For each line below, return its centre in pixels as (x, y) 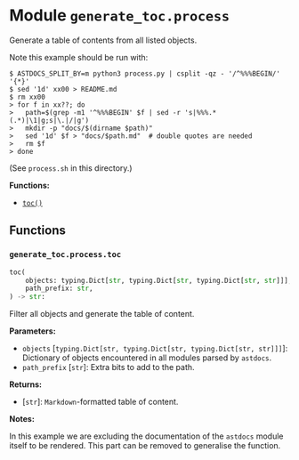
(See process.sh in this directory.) (71, 168)
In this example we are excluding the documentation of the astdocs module (146, 436)
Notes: (22, 419)
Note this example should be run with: (79, 57)
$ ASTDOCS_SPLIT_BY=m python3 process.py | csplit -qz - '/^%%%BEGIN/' (145, 73)
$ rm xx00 (28, 97)
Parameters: (32, 331)
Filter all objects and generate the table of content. (102, 314)
